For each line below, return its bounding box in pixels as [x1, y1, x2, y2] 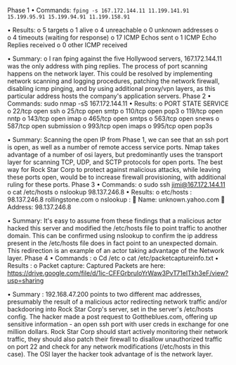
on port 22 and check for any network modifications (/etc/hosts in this [7, 342, 211, 351]
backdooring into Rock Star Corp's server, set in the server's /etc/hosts [7, 305, 214, 313]
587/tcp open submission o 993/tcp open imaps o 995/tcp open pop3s [7, 122, 213, 130]
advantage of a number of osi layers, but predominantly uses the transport [7, 151, 223, 159]
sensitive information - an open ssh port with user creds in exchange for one [7, 320, 229, 328]
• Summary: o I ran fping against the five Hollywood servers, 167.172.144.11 [7, 54, 223, 63]
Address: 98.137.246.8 [7, 203, 72, 211]
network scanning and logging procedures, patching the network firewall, [7, 77, 220, 85]
